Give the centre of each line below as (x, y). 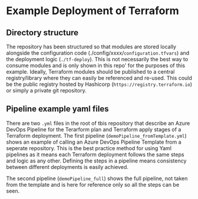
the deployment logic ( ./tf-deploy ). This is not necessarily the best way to (97, 59)
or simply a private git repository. (46, 90)
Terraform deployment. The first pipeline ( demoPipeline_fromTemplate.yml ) (97, 135)
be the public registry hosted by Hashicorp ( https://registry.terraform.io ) (99, 84)
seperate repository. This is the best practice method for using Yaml (89, 148)
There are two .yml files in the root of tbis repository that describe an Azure (98, 123)
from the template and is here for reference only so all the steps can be (93, 184)
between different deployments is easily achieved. (67, 167)
